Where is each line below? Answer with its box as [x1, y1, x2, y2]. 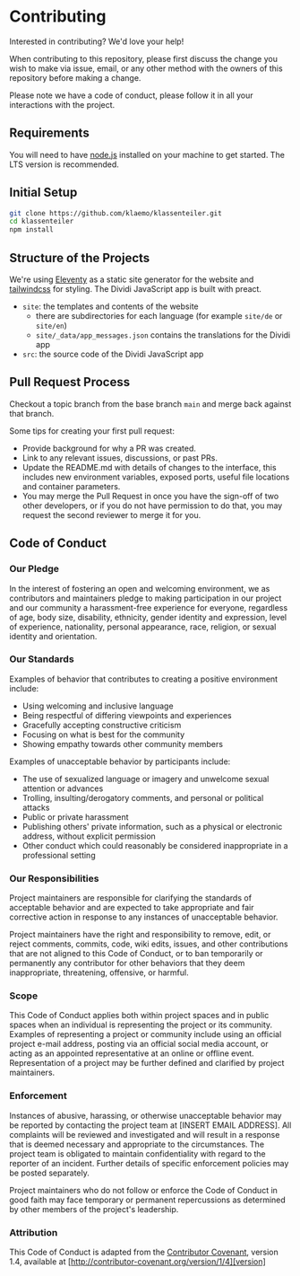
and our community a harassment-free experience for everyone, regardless [9, 602, 288, 612]
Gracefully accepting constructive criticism [21, 719, 182, 730]
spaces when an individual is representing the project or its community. [9, 1019, 273, 1030]
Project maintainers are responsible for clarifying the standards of [9, 893, 253, 903]
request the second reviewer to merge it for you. [21, 509, 201, 520]
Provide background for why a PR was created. [21, 443, 197, 453]
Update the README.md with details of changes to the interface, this [21, 462, 277, 472]
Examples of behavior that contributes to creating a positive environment [9, 673, 279, 684]
